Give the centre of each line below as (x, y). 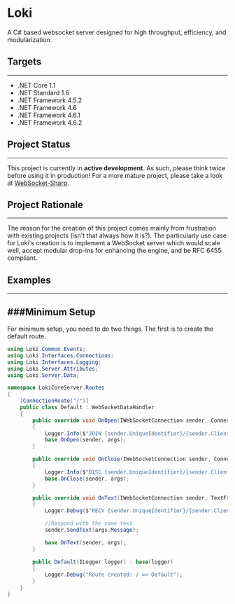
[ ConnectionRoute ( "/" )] (55, 401)
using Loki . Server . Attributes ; (53, 369)
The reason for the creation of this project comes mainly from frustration (112, 228)
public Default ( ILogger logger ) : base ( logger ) (103, 562)
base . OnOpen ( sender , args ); (86, 440)
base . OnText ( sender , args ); (86, 542)
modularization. (30, 39)
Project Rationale (45, 205)
